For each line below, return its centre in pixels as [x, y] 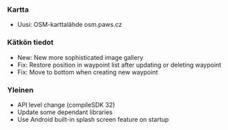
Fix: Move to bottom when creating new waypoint [87, 72]
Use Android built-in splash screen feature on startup [93, 119]
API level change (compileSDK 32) [66, 105]
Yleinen [20, 89]
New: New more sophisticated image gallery [80, 57]
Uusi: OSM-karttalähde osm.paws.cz [69, 25]
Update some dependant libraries [65, 112]
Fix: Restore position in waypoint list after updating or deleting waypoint [119, 65]
